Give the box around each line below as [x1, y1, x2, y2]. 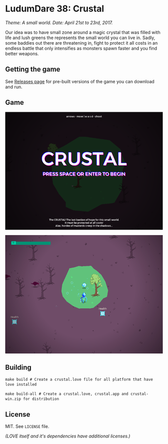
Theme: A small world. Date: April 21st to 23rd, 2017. [5, 20, 113, 26]
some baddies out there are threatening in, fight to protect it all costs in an [5, 40, 158, 46]
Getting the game [5, 65, 60, 74]
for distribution [23, 396, 59, 401]
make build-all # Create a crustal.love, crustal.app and [5, 391, 128, 396]
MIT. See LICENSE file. [5, 423, 49, 429]
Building [5, 363, 31, 372]
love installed [5, 382, 37, 387]
